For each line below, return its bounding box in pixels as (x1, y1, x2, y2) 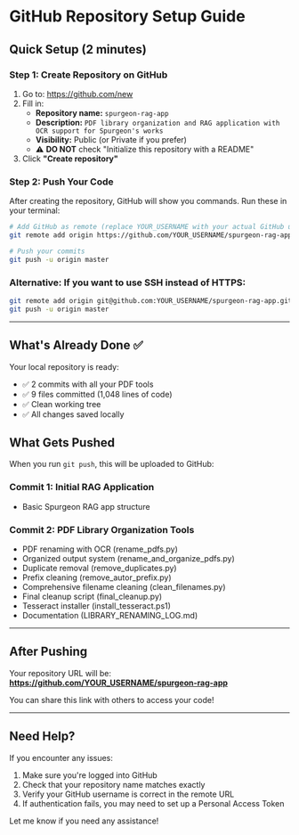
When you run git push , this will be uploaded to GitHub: (9, 459, 214, 470)
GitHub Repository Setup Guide (9, 6, 246, 27)
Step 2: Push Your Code (9, 176, 114, 188)
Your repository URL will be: (9, 667, 112, 678)
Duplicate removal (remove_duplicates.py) (21, 562, 177, 573)
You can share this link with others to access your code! (9, 694, 214, 705)
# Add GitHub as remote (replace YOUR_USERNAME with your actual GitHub (9, 223, 285, 232)
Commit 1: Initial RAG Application (9, 481, 155, 494)
